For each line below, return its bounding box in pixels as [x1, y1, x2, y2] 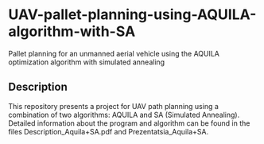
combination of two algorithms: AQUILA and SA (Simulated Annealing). [8, 110, 240, 119]
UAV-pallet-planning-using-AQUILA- [8, 6, 257, 24]
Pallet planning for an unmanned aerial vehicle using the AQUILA [8, 49, 220, 58]
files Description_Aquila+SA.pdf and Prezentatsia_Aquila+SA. [8, 126, 209, 136]
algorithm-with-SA [8, 22, 136, 41]
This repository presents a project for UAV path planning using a [8, 101, 219, 111]
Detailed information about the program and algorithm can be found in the [8, 118, 250, 128]
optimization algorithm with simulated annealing [8, 57, 165, 67]
